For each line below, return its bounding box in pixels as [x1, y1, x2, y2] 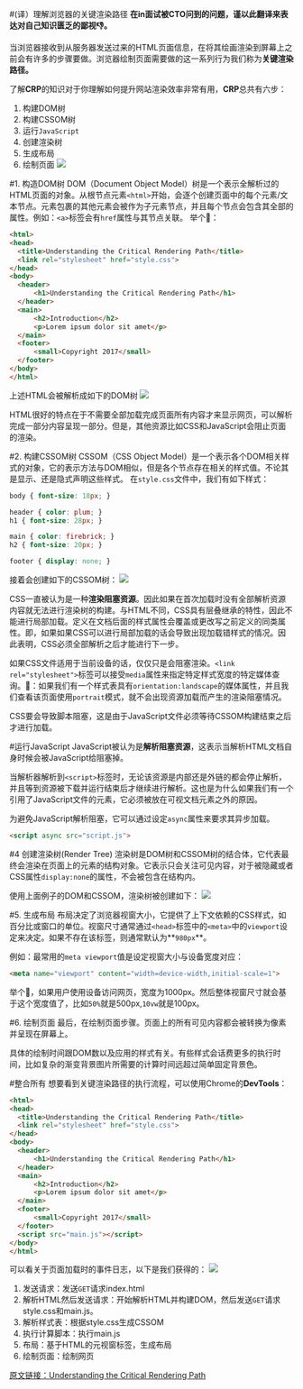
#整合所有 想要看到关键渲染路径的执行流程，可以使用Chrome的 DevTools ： [9, 1077, 288, 1089]
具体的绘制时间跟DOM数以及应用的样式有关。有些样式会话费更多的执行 [9, 1047, 273, 1058]
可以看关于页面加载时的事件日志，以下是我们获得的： [9, 1264, 207, 1275]
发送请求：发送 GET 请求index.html [22, 1284, 145, 1294]
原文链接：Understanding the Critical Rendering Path [9, 1370, 207, 1381]
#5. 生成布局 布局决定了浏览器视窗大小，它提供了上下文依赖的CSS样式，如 [9, 909, 287, 920]
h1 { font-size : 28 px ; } [9, 516, 103, 525]
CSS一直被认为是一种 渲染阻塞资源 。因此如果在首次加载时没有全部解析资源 [9, 594, 287, 604]
